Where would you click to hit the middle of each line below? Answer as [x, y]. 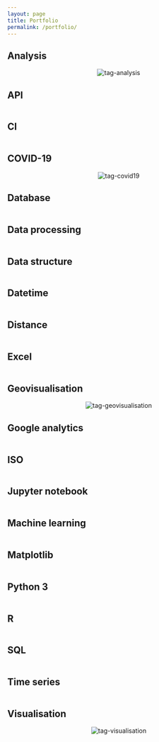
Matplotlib [30, 555]
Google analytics [45, 428]
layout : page [26, 14]
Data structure [40, 262]
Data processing [44, 230]
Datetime [28, 293]
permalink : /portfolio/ [42, 27]
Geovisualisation [45, 388]
